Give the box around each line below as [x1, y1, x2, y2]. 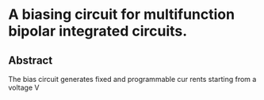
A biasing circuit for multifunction [8, 6, 235, 24]
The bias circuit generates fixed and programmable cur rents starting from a [8, 75, 257, 83]
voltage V [8, 83, 40, 92]
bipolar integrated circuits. [8, 22, 188, 40]
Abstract [8, 54, 53, 67]
